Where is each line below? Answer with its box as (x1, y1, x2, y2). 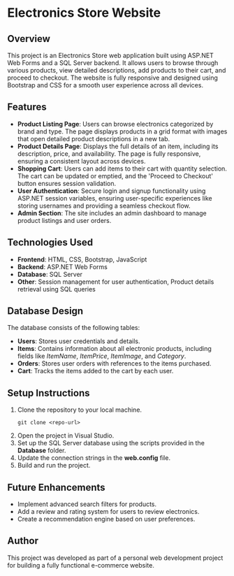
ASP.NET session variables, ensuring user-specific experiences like (17, 194, 212, 202)
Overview (7, 33, 51, 45)
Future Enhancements (7, 481, 106, 494)
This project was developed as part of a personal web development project (7, 554, 224, 562)
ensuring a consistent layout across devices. (17, 157, 146, 165)
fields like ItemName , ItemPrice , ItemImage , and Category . (17, 352, 187, 361)
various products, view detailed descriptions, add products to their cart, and (7, 66, 226, 74)
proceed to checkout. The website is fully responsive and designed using (7, 73, 219, 82)
